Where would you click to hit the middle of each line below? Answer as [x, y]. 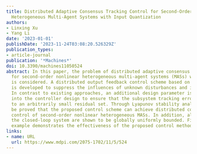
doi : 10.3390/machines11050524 [44, 66]
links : [14, 131]
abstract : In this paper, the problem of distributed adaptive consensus [98, 71]
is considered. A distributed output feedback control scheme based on [101, 83]
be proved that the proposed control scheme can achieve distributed [98, 109]
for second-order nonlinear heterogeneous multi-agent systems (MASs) [99, 77]
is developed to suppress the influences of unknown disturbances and [99, 88]
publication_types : [30, 50]
